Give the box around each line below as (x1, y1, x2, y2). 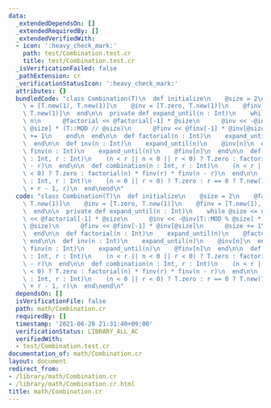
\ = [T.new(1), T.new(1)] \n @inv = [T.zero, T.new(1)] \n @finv (23, 102, 262, 110)
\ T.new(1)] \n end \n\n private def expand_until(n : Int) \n (23, 110, 236, 118)
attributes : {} (15, 86, 67, 95)
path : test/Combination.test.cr (23, 49, 131, 57)
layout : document (8, 357, 67, 366)
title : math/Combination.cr (8, 387, 103, 396)
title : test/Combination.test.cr (23, 57, 135, 65)
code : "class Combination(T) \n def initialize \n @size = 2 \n (15, 191, 240, 200)
